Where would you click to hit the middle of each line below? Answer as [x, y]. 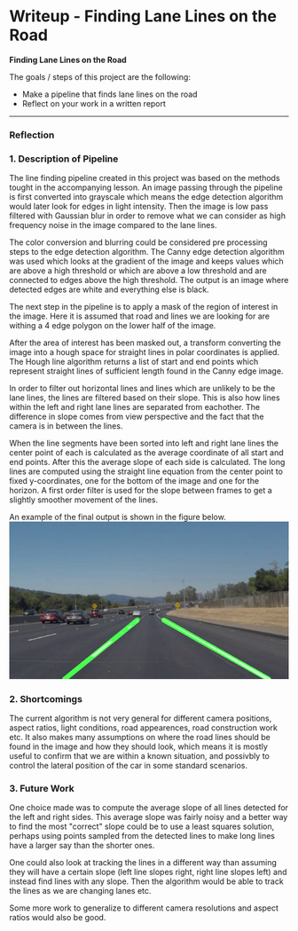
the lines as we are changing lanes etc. [80, 891]
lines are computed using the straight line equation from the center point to [146, 471]
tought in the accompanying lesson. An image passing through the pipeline [146, 187]
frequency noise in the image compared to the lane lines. [113, 225]
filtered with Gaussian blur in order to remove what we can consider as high [148, 216]
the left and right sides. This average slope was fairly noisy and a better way [149, 817]
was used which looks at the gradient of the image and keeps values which [146, 261]
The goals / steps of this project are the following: [100, 76]
